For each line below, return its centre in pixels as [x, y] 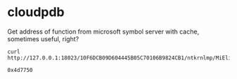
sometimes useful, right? [43, 38]
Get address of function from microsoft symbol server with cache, [103, 31]
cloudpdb [36, 12]
